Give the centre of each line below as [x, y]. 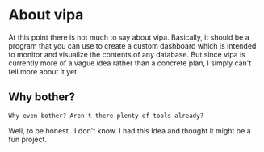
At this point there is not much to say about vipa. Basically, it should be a [129, 37]
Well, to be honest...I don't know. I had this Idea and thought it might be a [130, 130]
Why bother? [42, 97]
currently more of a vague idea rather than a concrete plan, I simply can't [130, 63]
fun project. [27, 139]
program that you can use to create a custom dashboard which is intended [132, 45]
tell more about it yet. [44, 71]
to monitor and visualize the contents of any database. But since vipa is [127, 54]
